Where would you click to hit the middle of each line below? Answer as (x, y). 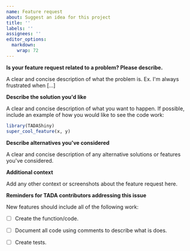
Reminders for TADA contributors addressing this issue (76, 195)
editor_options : (26, 39)
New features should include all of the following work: (72, 207)
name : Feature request (34, 12)
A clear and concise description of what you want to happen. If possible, (96, 109)
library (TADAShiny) (30, 126)
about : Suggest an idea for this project (59, 17)
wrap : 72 (28, 51)
